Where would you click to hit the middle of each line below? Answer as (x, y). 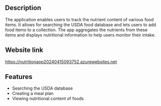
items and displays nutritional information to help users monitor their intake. (80, 35)
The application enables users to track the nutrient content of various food (80, 19)
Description (23, 8)
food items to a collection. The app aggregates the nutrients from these (76, 30)
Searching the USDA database (42, 88)
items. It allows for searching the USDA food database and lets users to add (80, 25)
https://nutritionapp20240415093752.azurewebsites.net (61, 62)
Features (19, 77)
